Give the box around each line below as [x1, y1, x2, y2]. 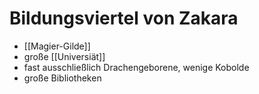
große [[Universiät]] [23, 50, 106, 62]
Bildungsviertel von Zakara [9, 7, 239, 30]
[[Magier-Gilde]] [23, 40, 91, 52]
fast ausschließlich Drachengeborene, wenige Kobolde [23, 61, 250, 73]
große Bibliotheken [23, 72, 102, 84]
